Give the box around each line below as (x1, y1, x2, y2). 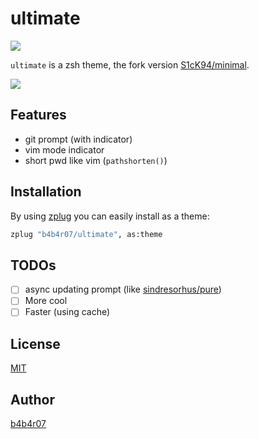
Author (10, 391, 55, 408)
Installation (10, 183, 82, 201)
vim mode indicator (24, 143, 105, 156)
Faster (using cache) (24, 306, 111, 318)
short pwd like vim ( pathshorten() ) (24, 154, 168, 166)
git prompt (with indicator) (24, 133, 133, 145)
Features (10, 107, 67, 124)
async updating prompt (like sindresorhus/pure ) (24, 283, 222, 296)
